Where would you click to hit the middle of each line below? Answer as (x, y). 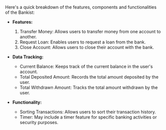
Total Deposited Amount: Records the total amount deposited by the (89, 77)
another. (28, 37)
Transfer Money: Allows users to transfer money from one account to (90, 31)
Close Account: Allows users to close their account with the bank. (87, 47)
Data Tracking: (28, 57)
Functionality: (27, 102)
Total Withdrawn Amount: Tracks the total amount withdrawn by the (89, 87)
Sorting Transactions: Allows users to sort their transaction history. (88, 112)
